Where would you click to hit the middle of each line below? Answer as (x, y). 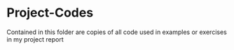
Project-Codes (50, 13)
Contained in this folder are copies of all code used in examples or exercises (117, 32)
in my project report (35, 39)
